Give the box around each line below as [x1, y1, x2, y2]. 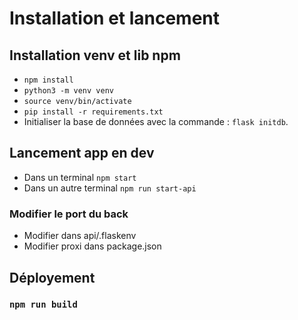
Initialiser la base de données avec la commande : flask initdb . [23, 116, 289, 127]
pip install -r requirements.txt [23, 107, 164, 117]
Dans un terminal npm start [23, 171, 137, 183]
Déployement [9, 269, 96, 286]
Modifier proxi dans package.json [23, 240, 162, 252]
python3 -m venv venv [23, 86, 114, 96]
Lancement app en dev [9, 145, 155, 162]
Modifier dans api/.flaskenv [23, 230, 137, 242]
